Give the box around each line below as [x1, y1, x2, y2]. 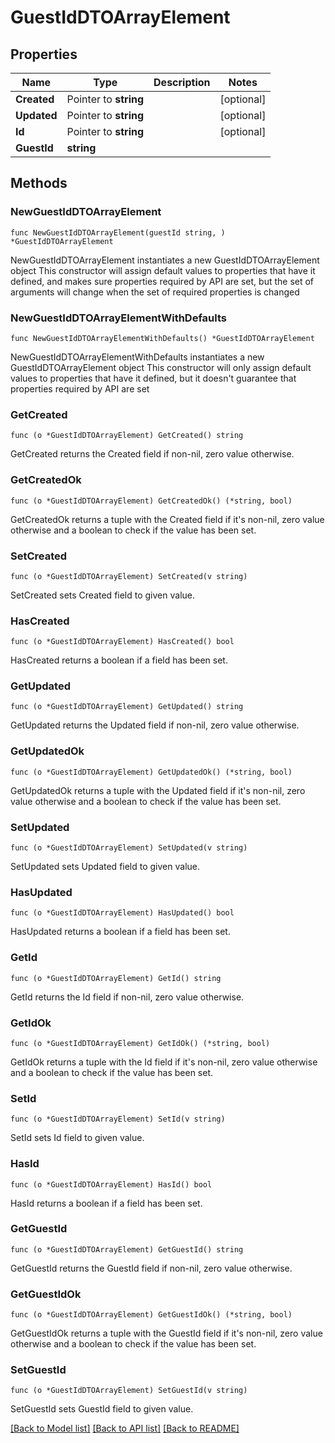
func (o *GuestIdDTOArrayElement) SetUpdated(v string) [10, 843, 248, 853]
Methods [10, 175, 68, 192]
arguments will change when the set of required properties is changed [10, 286, 300, 298]
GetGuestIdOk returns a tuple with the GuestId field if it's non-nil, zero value [10, 1327, 323, 1340]
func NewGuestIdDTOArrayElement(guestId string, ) [10, 227, 226, 238]
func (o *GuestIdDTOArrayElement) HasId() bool [10, 1179, 213, 1190]
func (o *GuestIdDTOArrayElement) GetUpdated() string [10, 702, 244, 712]
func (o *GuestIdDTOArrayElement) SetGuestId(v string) [10, 1386, 248, 1396]
